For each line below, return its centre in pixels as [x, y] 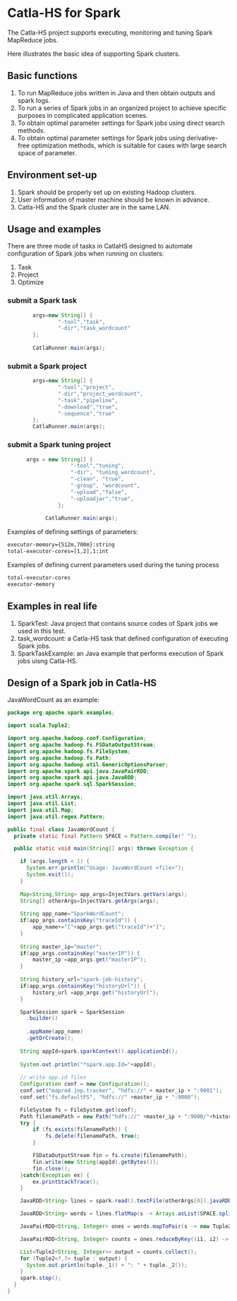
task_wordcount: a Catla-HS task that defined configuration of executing [123, 638]
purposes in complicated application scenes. [83, 115]
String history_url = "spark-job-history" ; [81, 980]
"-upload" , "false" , [99, 492]
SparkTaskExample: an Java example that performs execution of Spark [121, 653]
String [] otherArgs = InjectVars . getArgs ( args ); [90, 901]
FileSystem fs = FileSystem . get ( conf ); [79, 1110]
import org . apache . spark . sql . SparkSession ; [72, 785]
